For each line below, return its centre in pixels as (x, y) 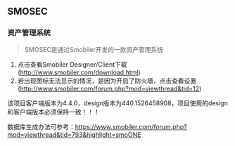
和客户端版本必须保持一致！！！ (53, 112)
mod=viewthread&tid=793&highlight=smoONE (74, 134)
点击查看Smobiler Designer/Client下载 (72, 64)
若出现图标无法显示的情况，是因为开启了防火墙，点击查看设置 (107, 81)
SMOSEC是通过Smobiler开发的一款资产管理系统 (94, 49)
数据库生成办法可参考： (41, 126)
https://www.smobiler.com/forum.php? (131, 126)
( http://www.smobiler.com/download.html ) (79, 72)
